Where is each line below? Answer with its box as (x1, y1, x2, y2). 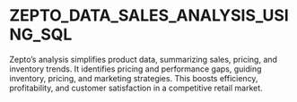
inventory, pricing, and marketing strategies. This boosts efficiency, (9, 72, 258, 83)
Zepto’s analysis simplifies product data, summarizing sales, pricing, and (9, 54, 278, 64)
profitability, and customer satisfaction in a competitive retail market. (9, 82, 263, 93)
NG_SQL (9, 24, 73, 45)
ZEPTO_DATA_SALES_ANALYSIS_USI (9, 5, 289, 26)
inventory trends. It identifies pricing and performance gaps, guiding (9, 64, 262, 74)
